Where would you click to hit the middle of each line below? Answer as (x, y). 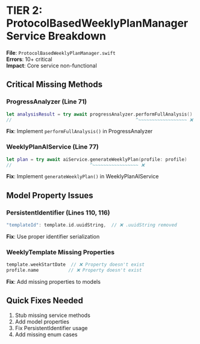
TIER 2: (24, 11)
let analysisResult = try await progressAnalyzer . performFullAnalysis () (99, 114)
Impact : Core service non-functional (52, 65)
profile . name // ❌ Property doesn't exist (74, 271)
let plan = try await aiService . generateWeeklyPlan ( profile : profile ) (97, 159)
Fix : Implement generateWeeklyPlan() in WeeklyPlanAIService (83, 177)
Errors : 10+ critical (29, 59)
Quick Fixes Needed (45, 301)
